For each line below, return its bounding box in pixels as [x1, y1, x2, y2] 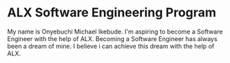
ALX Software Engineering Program [7, 5, 217, 21]
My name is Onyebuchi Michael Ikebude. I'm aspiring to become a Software [7, 27, 223, 36]
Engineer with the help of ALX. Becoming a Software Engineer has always [7, 34, 218, 42]
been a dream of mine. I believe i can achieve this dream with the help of [7, 42, 215, 50]
